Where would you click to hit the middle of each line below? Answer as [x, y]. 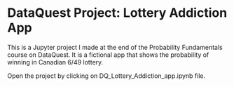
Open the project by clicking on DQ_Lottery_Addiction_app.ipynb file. [106, 76]
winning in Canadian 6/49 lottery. [55, 62]
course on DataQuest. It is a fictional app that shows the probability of [108, 55]
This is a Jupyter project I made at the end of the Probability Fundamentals [115, 47]
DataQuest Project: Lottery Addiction [117, 13]
